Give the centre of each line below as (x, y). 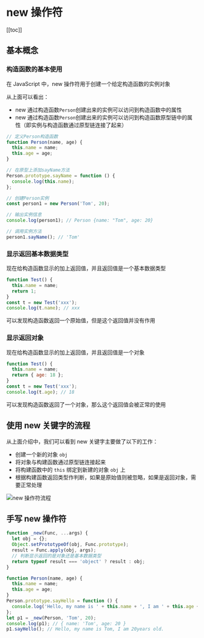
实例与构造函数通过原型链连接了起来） (79, 125)
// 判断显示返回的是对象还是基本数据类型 (56, 556)
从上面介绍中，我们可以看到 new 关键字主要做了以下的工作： (82, 441)
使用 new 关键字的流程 (49, 426)
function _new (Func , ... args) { (47, 533)
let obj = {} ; (29, 539)
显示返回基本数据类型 (37, 253)
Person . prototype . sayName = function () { (61, 175)
